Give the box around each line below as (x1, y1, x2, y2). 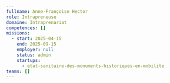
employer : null (16, 47, 54, 53)
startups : (16, 57, 41, 63)
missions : (6, 30, 31, 36)
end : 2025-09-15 (16, 41, 57, 47)
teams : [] (6, 68, 31, 74)
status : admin (16, 52, 51, 58)
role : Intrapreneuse (6, 14, 57, 20)
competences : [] (6, 25, 46, 31)
